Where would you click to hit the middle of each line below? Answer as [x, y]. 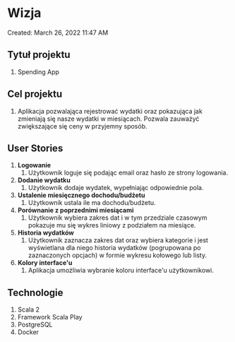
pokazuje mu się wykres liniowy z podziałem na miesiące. [112, 225]
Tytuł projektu [39, 55]
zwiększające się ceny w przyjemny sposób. [82, 126]
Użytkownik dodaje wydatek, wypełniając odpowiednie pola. [116, 188]
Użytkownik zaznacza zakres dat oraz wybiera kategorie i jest [118, 240]
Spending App [38, 71]
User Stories [35, 148]
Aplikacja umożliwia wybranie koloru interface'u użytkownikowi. [121, 271]
